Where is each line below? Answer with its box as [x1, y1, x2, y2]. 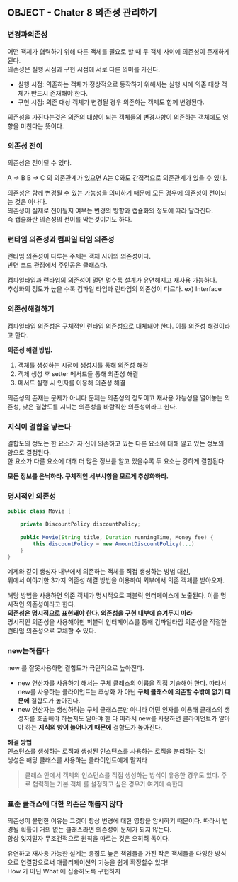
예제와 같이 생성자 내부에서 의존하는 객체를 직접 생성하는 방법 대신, [7, 567, 191, 576]
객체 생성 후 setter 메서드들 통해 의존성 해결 [17, 369, 139, 378]
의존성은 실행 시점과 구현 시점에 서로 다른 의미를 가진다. [7, 64, 161, 73]
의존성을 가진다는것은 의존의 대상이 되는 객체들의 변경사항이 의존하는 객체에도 [7, 113, 222, 121]
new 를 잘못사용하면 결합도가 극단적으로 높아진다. [7, 663, 144, 672]
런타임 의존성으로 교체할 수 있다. [7, 626, 97, 635]
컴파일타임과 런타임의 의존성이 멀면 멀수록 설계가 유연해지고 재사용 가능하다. [7, 276, 217, 285]
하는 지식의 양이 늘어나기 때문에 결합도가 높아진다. [25, 723, 163, 731]
